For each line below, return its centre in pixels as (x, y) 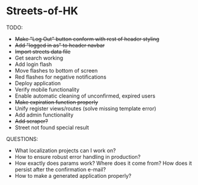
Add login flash (33, 64)
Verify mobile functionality (47, 89)
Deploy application (38, 83)
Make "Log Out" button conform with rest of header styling (87, 39)
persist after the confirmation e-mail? (60, 169)
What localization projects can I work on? (65, 150)
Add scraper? (32, 121)
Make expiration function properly (56, 102)
